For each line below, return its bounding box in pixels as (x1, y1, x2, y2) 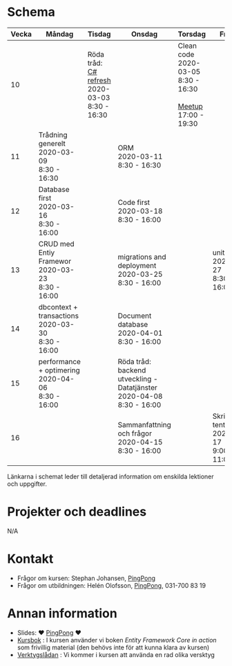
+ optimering (38, 365, 81, 375)
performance (38, 357, 81, 366)
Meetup (177, 101, 204, 111)
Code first (117, 197, 151, 207)
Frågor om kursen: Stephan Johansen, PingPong (17, 574, 156, 582)
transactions (38, 311, 79, 321)
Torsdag (177, 29, 206, 39)
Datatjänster (117, 382, 157, 392)
